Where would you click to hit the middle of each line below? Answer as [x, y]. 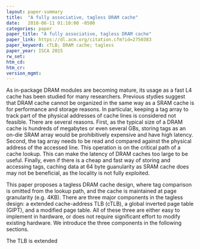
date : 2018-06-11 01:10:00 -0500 [51, 23]
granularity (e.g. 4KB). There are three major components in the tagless [95, 197]
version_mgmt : [24, 73]
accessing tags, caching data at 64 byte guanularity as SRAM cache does [98, 167]
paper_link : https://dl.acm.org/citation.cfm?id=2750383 [79, 40]
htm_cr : [16, 67]
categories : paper [29, 28]
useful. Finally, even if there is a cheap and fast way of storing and [88, 160]
